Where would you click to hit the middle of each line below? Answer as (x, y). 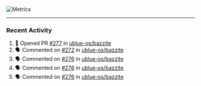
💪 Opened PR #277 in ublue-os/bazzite (63, 43)
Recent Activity (29, 30)
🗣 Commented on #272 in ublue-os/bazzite (69, 50)
